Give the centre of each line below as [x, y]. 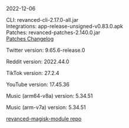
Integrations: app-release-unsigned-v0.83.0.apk [65, 26]
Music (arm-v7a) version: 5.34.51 [46, 107]
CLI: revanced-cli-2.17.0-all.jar [42, 20]
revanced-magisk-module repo [44, 119]
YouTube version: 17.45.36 [38, 84]
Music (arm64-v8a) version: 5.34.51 [49, 96]
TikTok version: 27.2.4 [33, 73]
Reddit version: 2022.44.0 [38, 62]
